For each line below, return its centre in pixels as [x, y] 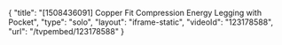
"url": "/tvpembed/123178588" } [67, 31]
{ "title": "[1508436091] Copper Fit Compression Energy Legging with [135, 13]
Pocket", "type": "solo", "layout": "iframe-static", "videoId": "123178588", [141, 22]
